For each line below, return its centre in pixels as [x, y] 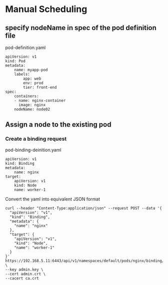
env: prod [33, 83]
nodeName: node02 [32, 109]
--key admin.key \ [24, 269]
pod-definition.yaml [25, 48]
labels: [22, 74]
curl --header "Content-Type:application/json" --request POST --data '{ [84, 208]
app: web [32, 79]
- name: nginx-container [40, 101]
